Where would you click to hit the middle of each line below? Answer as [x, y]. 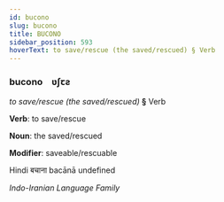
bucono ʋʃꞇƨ [40, 82]
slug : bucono [33, 26]
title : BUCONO [35, 34]
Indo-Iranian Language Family [65, 188]
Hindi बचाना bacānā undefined [62, 170]
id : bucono [29, 17]
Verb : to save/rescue [48, 119]
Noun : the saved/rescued [56, 136]
